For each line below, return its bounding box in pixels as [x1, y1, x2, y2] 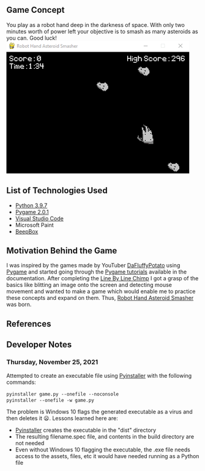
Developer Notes [6, 340, 72, 350]
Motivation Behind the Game [6, 245, 117, 256]
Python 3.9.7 [15, 202, 48, 209]
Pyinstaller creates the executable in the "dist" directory [15, 426, 157, 434]
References [6, 318, 51, 329]
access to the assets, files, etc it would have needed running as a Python [15, 452, 199, 459]
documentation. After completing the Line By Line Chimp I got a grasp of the [6, 275, 199, 282]
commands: [6, 378, 37, 386]
